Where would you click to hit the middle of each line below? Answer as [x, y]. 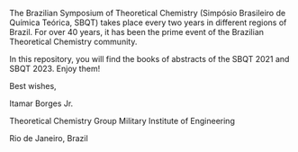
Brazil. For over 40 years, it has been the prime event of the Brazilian [136, 32]
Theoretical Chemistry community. [73, 41]
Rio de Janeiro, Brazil [49, 138]
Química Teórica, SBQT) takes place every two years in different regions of [148, 22]
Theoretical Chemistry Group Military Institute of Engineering [122, 121]
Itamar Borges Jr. [41, 103]
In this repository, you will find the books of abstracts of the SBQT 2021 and [149, 59]
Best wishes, [33, 86]
